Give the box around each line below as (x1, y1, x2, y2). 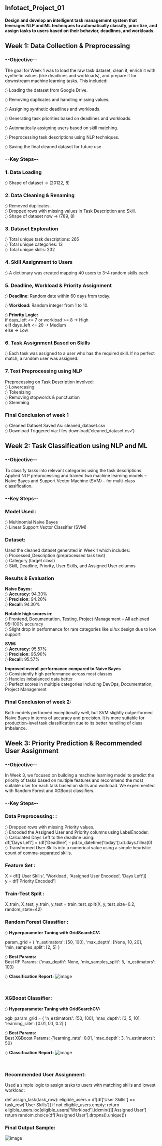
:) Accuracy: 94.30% (5, 591, 47, 597)
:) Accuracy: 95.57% (5, 646, 47, 652)
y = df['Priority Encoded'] (5, 878, 56, 884)
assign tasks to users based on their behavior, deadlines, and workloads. (5, 28, 155, 34)
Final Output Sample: (5, 1124, 56, 1131)
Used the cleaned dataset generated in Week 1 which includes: (5, 547, 131, 553)
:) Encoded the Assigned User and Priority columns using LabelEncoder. (5, 829, 149, 835)
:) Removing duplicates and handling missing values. (5, 97, 110, 102)
